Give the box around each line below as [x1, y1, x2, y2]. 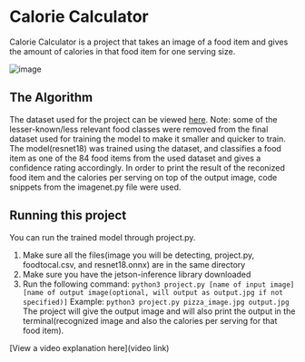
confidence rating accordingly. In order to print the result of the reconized [9, 161, 286, 173]
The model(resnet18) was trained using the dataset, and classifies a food [9, 142, 281, 153]
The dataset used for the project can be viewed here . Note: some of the [9, 113, 278, 124]
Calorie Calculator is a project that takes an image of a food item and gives [9, 36, 289, 47]
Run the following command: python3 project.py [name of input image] [22, 279, 295, 289]
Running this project [9, 208, 127, 223]
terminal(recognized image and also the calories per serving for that [22, 315, 278, 326]
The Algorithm [9, 90, 93, 105]
